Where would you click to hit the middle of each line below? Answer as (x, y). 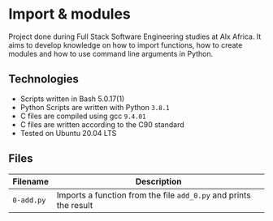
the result (75, 205)
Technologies (44, 79)
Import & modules (70, 14)
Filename (30, 181)
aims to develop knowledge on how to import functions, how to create (126, 45)
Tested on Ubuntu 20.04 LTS (68, 133)
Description (158, 181)
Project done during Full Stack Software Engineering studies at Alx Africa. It (135, 36)
